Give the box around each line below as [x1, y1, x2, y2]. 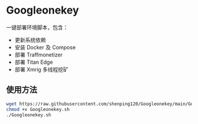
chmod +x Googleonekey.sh [6, 106, 70, 112]
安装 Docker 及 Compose [14, 44, 76, 51]
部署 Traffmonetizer [14, 51, 63, 58]
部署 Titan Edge [14, 58, 53, 66]
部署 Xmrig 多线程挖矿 [14, 66, 69, 73]
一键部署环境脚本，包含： [6, 24, 68, 31]
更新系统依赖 [14, 36, 46, 43]
